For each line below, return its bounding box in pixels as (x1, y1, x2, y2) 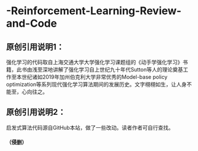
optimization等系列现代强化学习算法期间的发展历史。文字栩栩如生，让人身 (6, 81, 187, 88)
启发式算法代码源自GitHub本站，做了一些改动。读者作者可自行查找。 (6, 124, 174, 131)
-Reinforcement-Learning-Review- (6, 4, 182, 18)
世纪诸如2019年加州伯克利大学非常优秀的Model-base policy (21, 73, 168, 81)
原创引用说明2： (6, 107, 66, 117)
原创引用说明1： (6, 41, 65, 52)
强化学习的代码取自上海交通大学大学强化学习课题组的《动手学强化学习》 (6, 59, 183, 66)
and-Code (6, 17, 58, 30)
